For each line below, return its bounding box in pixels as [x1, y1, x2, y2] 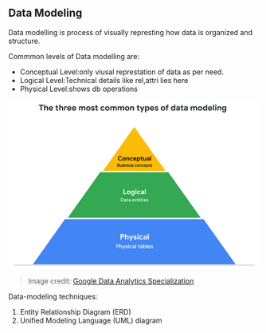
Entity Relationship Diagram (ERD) [19, 307, 131, 317]
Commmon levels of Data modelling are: [8, 51, 140, 61]
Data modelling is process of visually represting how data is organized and [8, 27, 253, 37]
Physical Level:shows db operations [19, 84, 138, 93]
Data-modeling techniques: [8, 291, 98, 302]
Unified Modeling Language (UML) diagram [19, 315, 162, 326]
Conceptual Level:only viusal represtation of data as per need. [19, 67, 225, 77]
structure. [8, 36, 41, 46]
